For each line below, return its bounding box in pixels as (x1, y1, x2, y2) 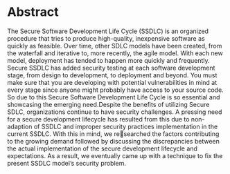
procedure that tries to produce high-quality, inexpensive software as (7, 34, 206, 42)
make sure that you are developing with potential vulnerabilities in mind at (7, 78, 218, 86)
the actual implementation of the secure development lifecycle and (7, 144, 197, 153)
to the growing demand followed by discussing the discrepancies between (7, 137, 220, 145)
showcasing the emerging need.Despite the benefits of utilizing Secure (7, 100, 210, 108)
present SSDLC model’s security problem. (7, 159, 127, 167)
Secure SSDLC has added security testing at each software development (7, 64, 215, 72)
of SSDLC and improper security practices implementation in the (33, 122, 218, 130)
